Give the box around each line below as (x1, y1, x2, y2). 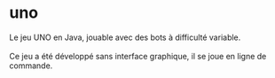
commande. (9, 60, 53, 71)
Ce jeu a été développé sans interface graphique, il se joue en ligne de (9, 51, 267, 61)
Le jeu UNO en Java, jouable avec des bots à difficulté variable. (9, 32, 241, 43)
